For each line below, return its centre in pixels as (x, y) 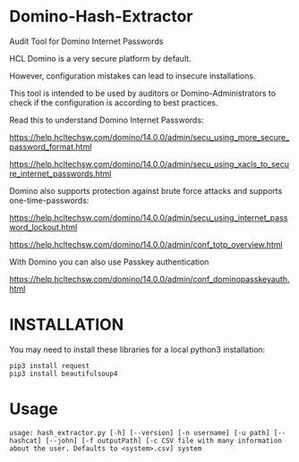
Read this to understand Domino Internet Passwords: (107, 120)
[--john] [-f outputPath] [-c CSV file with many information (163, 441)
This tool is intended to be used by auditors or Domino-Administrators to (142, 93)
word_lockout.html (43, 227)
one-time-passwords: (49, 200)
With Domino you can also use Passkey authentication (109, 262)
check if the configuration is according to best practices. (114, 102)
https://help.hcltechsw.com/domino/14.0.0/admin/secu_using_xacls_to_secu (149, 164)
